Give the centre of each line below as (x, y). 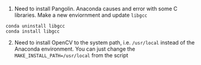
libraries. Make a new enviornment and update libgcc (81, 15)
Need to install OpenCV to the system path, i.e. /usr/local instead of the (104, 42)
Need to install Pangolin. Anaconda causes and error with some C (96, 9)
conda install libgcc (33, 31)
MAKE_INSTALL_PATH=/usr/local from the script (71, 55)
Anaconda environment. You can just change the (75, 49)
